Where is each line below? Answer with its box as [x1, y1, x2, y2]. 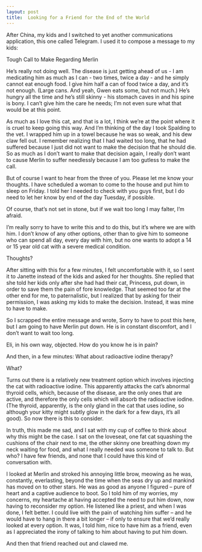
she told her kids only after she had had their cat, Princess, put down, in [6, 279, 185, 286]
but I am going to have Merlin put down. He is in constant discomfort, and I [6, 323, 192, 330]
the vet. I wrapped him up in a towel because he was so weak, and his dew [6, 131, 192, 138]
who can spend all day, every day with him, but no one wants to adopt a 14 [6, 236, 192, 244]
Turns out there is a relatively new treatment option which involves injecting [6, 376, 194, 383]
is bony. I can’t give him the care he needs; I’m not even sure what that [6, 99, 182, 106]
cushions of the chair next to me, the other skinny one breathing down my [6, 439, 190, 446]
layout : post [6, 8, 39, 15]
